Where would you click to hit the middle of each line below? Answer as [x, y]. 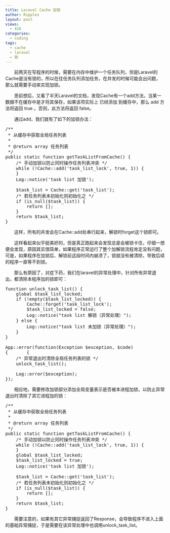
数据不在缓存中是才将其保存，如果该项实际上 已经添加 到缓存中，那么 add [82, 102]
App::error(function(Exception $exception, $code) [69, 347]
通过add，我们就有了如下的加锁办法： [54, 119]
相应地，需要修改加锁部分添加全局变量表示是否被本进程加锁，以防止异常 [90, 389]
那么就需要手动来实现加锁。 [34, 85]
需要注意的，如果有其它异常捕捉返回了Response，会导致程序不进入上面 [89, 519]
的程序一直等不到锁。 [27, 262]
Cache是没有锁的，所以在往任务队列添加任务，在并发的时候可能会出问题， [83, 79]
